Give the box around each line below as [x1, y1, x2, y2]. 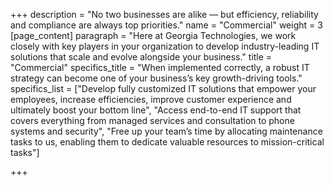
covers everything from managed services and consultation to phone [10, 115, 295, 126]
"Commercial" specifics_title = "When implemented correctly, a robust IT [10, 62, 310, 73]
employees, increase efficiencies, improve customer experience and [10, 94, 292, 105]
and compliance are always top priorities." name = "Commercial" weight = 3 [10, 19, 323, 31]
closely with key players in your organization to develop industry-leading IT [10, 40, 320, 52]
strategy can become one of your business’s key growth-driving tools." [10, 72, 303, 84]
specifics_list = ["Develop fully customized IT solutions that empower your [10, 83, 317, 94]
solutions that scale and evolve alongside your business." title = [10, 51, 273, 63]
